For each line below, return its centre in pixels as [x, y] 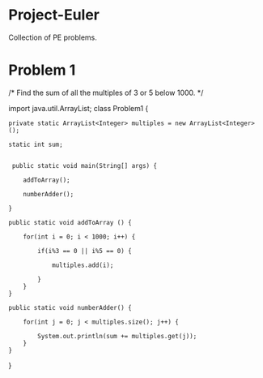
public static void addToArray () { [70, 222]
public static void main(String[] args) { [85, 165]
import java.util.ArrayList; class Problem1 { [78, 108]
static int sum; [36, 144]
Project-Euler [54, 15]
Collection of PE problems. [53, 37]
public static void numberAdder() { [70, 307]
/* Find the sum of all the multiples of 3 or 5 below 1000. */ [106, 92]
